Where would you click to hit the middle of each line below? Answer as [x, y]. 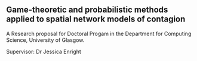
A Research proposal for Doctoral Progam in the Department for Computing [99, 33]
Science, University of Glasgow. [45, 40]
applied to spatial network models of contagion [96, 19]
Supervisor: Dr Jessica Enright [44, 51]
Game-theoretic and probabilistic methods [87, 10]
